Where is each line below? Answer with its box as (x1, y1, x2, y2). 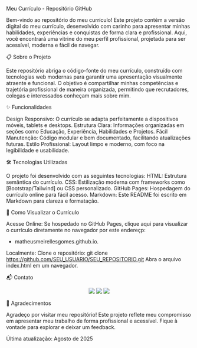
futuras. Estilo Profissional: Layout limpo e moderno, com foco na (6, 141, 165, 147)
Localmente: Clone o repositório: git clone (6, 249, 108, 256)
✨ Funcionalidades (6, 103, 52, 110)
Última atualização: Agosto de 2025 (6, 335, 93, 342)
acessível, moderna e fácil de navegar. (6, 41, 100, 48)
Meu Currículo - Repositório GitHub (6, 5, 93, 12)
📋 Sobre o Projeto (6, 53, 51, 60)
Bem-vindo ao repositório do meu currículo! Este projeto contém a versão (6, 17, 185, 23)
